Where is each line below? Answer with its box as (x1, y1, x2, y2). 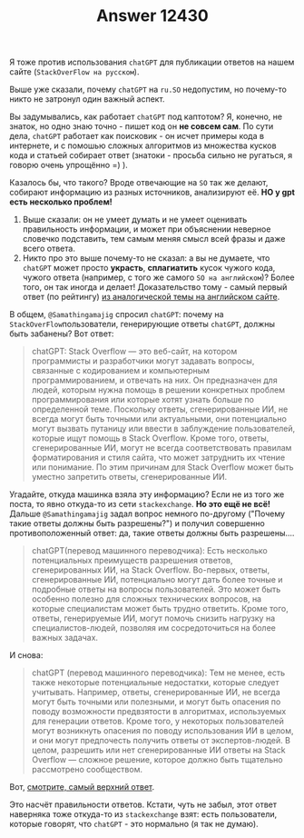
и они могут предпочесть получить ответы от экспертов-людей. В (31, 735, 290, 746)
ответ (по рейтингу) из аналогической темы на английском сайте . (22, 292, 280, 303)
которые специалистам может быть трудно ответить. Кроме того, (31, 604, 289, 614)
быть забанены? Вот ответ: (9, 328, 114, 339)
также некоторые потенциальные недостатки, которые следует (31, 677, 279, 688)
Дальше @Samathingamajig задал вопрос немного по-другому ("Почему (9, 508, 286, 519)
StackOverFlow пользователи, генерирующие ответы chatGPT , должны (9, 319, 275, 330)
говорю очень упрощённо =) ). (9, 160, 129, 171)
